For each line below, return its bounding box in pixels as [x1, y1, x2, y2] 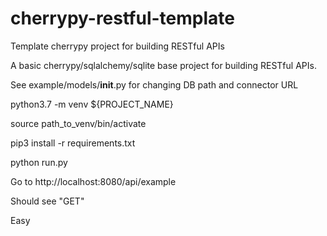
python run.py [10, 156, 68, 168]
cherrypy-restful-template [10, 7, 235, 30]
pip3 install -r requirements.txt [10, 137, 136, 149]
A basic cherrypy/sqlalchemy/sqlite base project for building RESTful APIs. [10, 59, 317, 71]
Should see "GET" [10, 195, 85, 207]
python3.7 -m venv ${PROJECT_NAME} [10, 98, 174, 110]
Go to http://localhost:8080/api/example [10, 175, 177, 187]
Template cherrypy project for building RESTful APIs [10, 40, 225, 52]
